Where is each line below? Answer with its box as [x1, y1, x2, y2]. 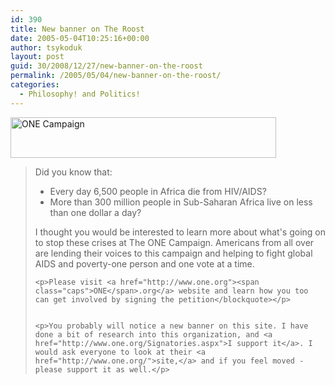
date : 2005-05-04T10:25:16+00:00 [10, 33, 150, 43]
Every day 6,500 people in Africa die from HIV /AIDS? [49, 185, 267, 197]
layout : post [10, 52, 65, 62]
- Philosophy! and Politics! [19, 89, 141, 99]
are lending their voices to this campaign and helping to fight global [34, 247, 313, 259]
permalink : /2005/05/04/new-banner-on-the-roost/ [10, 71, 222, 81]
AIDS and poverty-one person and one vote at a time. [34, 257, 255, 270]
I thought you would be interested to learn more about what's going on [34, 226, 327, 238]
